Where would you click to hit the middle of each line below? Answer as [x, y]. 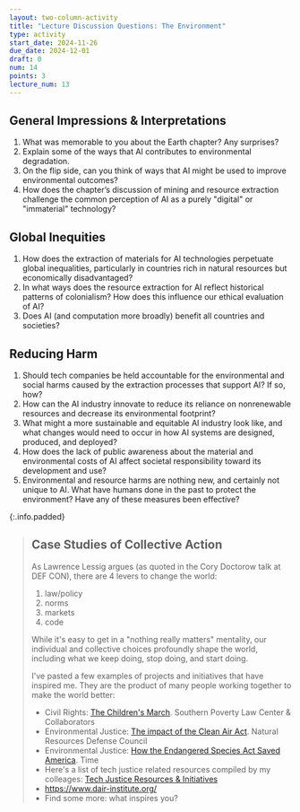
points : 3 [28, 76]
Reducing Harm [54, 354]
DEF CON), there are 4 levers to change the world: [124, 576]
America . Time [72, 760]
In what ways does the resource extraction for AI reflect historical [143, 287]
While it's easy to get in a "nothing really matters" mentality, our [149, 639]
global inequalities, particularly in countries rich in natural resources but [154, 268]
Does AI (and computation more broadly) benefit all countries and [143, 316]
